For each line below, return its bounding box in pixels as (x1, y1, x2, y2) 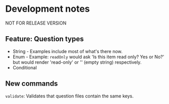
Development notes (5, 3, 90, 15)
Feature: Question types (5, 35, 84, 43)
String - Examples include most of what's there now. (12, 48, 123, 54)
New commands (5, 80, 58, 88)
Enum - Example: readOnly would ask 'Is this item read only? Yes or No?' (12, 54, 164, 60)
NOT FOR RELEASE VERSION (5, 20, 67, 26)
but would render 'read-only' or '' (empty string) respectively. (12, 59, 142, 65)
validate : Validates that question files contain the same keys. (5, 93, 134, 99)
